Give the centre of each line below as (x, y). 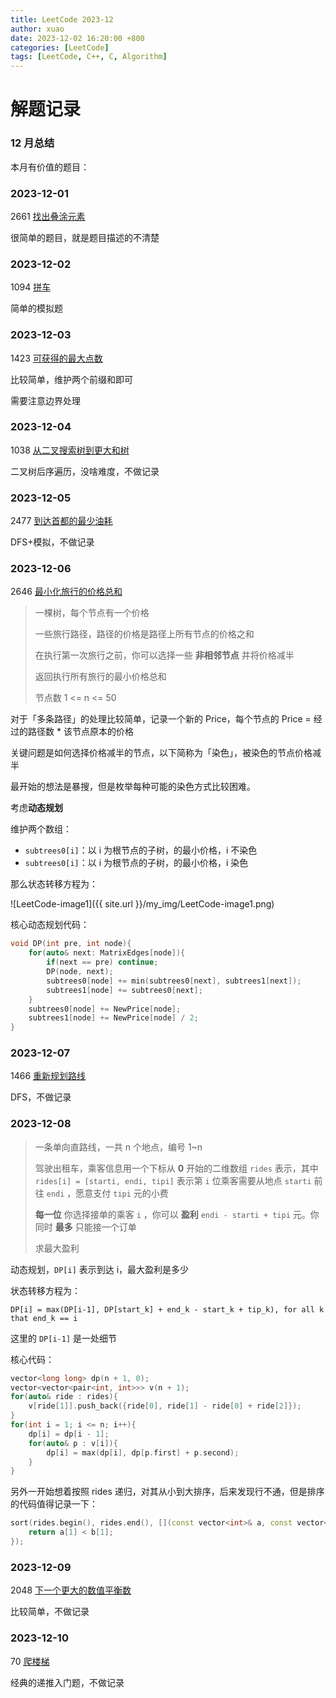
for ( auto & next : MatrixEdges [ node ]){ (107, 953)
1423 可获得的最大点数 (56, 358)
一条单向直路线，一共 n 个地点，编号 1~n (118, 1147)
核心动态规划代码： (50, 925)
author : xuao (37, 29)
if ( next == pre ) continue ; (102, 962)
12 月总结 (32, 143)
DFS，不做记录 (41, 1097)
